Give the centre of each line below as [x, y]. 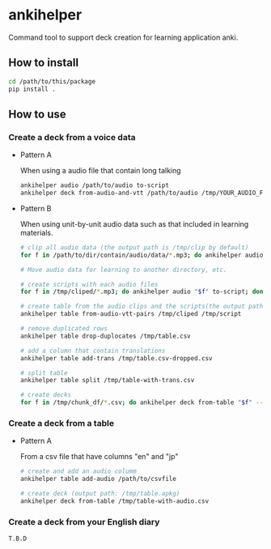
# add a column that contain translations [93, 351]
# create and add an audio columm [78, 471]
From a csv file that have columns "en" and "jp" [99, 457]
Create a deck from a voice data [72, 137]
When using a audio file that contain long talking [100, 171]
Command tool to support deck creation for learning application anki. [123, 37]
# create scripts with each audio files [89, 284]
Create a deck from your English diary [84, 521]
